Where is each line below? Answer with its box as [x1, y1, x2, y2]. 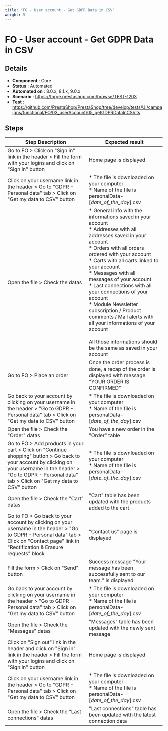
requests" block [7, 550, 45, 557]
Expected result [105, 139, 144, 146]
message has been [89, 564, 134, 571]
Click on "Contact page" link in [7, 538, 80, 545]
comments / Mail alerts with [89, 313, 154, 320]
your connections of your [89, 288, 148, 295]
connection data [89, 718, 127, 725]
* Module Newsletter [89, 301, 138, 308]
